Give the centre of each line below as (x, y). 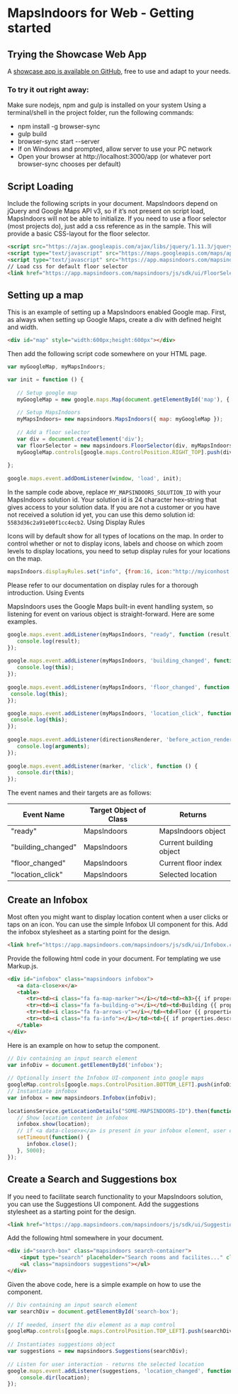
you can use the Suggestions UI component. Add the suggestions (103, 1204)
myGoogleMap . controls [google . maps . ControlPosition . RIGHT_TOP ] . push (118, 452)
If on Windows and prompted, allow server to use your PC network (115, 149)
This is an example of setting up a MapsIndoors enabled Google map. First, (117, 312)
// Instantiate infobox (42, 1091)
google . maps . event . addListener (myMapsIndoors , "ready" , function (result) (120, 634)
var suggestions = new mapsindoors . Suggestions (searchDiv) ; (98, 1351)
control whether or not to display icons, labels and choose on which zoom (115, 543)
